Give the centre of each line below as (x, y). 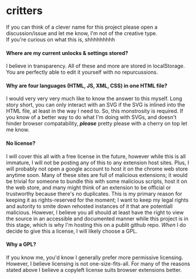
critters (24, 11)
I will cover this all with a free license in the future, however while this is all (96, 156)
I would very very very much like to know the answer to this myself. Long (94, 98)
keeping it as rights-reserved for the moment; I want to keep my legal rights (97, 200)
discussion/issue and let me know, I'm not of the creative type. (82, 33)
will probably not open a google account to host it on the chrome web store (97, 169)
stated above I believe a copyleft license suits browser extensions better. (94, 270)
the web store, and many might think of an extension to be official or (89, 187)
